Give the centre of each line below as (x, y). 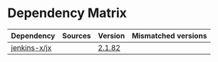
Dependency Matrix (67, 13)
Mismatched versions (169, 36)
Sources (77, 36)
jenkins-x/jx (31, 48)
